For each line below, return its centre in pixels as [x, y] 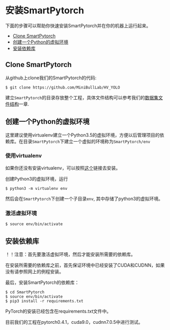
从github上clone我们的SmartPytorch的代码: [51, 78]
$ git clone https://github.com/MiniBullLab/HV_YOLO [63, 87]
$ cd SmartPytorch [25, 292]
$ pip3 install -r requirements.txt [44, 301]
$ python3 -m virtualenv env [36, 188]
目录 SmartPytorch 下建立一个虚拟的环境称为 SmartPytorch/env [87, 141]
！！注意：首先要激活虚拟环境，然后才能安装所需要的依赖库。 [70, 254]
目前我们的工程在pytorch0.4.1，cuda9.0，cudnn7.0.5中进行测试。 [74, 322]
